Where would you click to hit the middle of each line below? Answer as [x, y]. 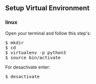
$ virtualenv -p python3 [35, 52]
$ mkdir [14, 42]
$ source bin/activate [33, 57]
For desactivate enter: [28, 67]
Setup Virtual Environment [47, 8]
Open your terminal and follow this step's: [48, 33]
